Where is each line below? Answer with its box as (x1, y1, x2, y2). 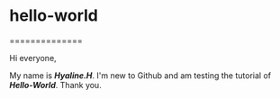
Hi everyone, (9, 52, 57, 63)
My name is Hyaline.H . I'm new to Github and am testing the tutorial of (9, 69, 272, 81)
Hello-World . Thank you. (9, 79, 102, 90)
